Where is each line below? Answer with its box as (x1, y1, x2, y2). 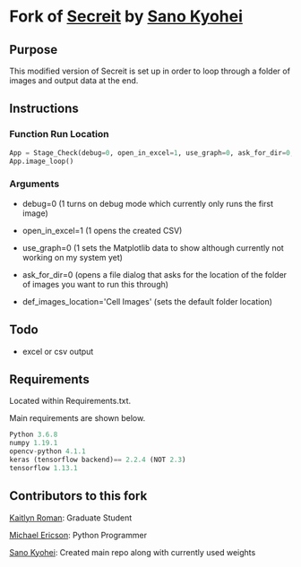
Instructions (9, 101, 79, 116)
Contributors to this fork (9, 488, 148, 503)
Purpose (9, 42, 58, 57)
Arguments (9, 177, 60, 190)
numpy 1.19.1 (9, 439, 58, 448)
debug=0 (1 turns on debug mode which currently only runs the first (21, 198, 273, 209)
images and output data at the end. (9, 75, 139, 86)
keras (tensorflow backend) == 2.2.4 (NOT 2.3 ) (9, 455, 186, 464)
